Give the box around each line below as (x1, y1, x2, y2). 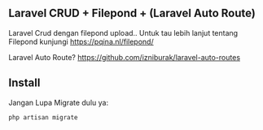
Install (8, 76, 41, 90)
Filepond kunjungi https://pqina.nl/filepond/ (8, 37, 154, 46)
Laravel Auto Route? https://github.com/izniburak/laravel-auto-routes (8, 52, 241, 62)
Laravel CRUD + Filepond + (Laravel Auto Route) (8, 6, 256, 20)
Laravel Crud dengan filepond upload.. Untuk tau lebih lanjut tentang (8, 28, 239, 37)
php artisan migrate (8, 113, 79, 121)
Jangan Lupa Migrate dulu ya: (8, 97, 108, 107)
